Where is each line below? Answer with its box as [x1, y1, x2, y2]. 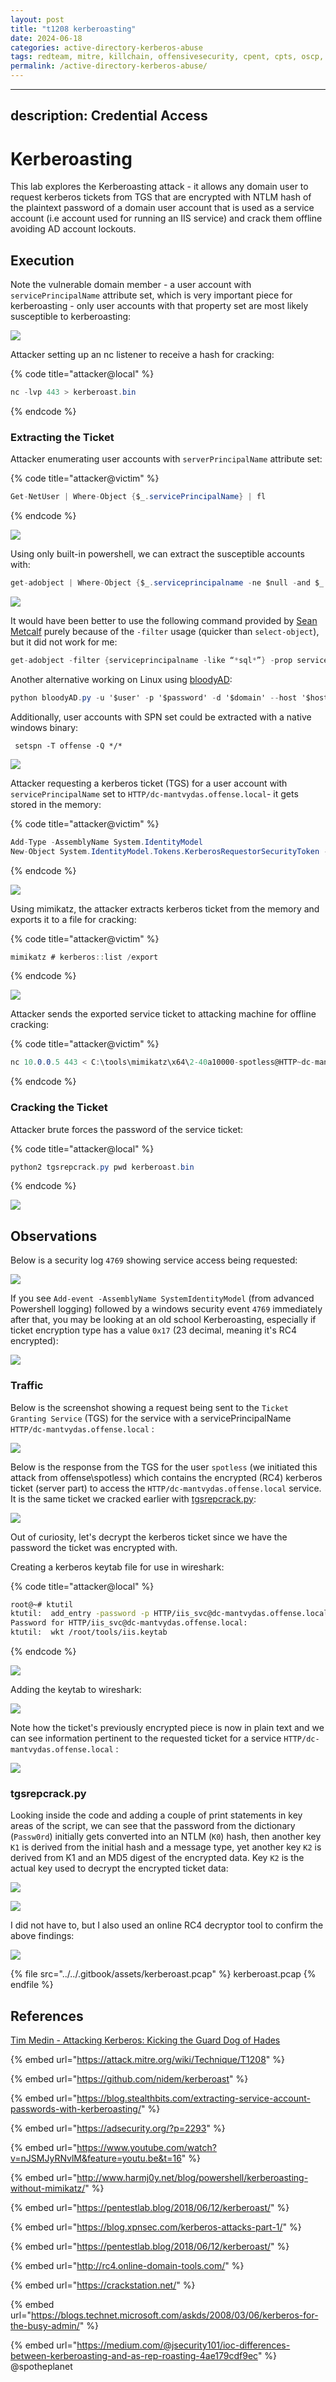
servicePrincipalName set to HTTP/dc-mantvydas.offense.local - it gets [10, 787, 299, 800]
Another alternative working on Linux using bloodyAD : [10, 673, 233, 685]
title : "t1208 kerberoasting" [10, 24, 137, 34]
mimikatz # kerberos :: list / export [10, 952, 159, 962]
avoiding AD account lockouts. [10, 223, 137, 235]
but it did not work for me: [10, 636, 118, 648]
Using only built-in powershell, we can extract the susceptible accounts [10, 548, 305, 560]
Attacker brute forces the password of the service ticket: [10, 1123, 244, 1135]
